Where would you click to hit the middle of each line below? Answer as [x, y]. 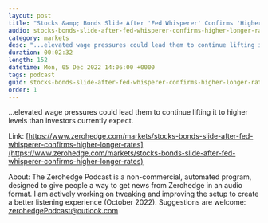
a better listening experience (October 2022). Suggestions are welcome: [127, 202]
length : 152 [28, 61]
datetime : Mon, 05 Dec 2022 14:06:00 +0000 [82, 68]
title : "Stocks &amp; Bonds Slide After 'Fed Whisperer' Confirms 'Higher [135, 23]
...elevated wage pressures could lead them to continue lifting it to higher [128, 112]
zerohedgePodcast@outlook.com [63, 211]
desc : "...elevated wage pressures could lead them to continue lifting [132, 45]
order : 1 [23, 90]
